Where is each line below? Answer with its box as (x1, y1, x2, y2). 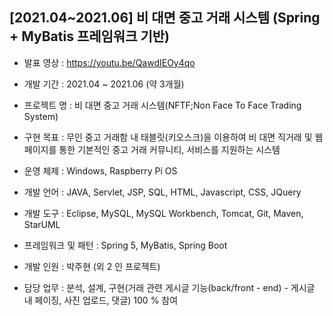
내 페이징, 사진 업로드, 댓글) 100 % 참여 (23, 294, 179, 306)
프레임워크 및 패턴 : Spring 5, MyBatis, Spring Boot (23, 239, 228, 251)
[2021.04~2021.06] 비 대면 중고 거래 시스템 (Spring (9, 9, 321, 27)
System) (23, 110, 59, 122)
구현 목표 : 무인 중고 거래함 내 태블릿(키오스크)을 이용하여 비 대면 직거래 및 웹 (23, 131, 324, 143)
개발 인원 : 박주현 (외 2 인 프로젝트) (23, 260, 161, 272)
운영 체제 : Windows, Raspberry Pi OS (23, 164, 178, 177)
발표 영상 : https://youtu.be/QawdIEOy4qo (23, 56, 196, 68)
